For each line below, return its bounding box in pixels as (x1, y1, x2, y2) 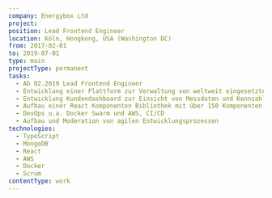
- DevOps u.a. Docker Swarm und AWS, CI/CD (15, 110, 164, 118)
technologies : (8, 124, 57, 133)
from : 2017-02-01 (8, 42, 67, 50)
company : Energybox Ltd (8, 11, 89, 20)
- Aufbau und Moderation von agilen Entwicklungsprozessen (15, 117, 219, 125)
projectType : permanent (8, 65, 89, 73)
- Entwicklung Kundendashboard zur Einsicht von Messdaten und (15, 95, 233, 103)
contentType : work (8, 177, 70, 186)
